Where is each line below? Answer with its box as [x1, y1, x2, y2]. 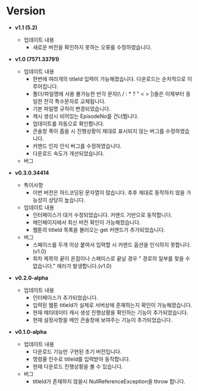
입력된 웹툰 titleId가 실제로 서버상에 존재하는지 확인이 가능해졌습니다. [32, 301, 193, 308]
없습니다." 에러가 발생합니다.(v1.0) [32, 262, 112, 269]
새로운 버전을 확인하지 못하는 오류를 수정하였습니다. [32, 44, 152, 51]
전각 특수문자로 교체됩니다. [43, 97, 106, 105]
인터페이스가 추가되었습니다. [32, 294, 98, 301]
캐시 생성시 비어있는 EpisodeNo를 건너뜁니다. [32, 112, 139, 120]
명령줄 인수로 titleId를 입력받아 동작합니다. [32, 355, 131, 362]
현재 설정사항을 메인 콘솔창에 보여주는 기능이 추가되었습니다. [32, 316, 172, 323]
